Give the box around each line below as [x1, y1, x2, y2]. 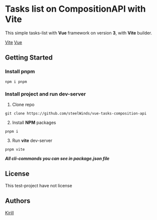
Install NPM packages [12, 120, 56, 125]
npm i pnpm [5, 79, 27, 84]
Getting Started [5, 54, 53, 62]
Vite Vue [5, 39, 22, 45]
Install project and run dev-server [5, 90, 86, 97]
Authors [5, 197, 31, 205]
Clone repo [12, 101, 35, 107]
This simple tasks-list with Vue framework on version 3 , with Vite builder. [5, 30, 152, 36]
